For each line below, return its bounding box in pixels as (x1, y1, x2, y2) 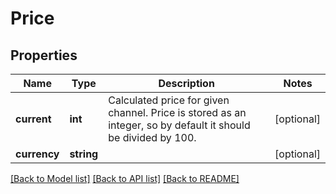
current (15, 112, 52, 126)
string (69, 147, 99, 161)
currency (15, 147, 60, 161)
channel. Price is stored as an (108, 106, 247, 119)
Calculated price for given (108, 93, 230, 107)
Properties (10, 47, 78, 64)
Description (158, 77, 215, 90)
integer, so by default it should (108, 118, 251, 132)
